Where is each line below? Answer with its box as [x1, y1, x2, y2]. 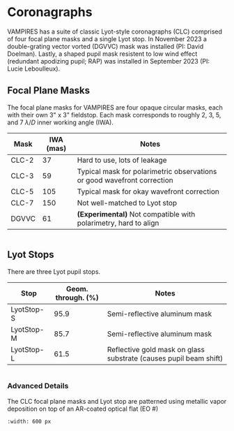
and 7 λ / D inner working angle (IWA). [7, 118, 114, 126]
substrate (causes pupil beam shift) [107, 353, 224, 363]
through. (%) [55, 293, 99, 302]
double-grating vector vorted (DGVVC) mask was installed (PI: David [7, 42, 204, 50]
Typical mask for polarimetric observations [77, 166, 217, 176]
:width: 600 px [7, 418, 52, 425]
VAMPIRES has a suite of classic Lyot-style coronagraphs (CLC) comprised [7, 27, 223, 36]
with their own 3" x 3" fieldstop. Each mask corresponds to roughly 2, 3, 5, [7, 110, 221, 119]
